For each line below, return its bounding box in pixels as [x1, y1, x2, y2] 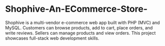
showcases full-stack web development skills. [5, 35, 99, 41]
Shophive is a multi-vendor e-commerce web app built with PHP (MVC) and [5, 20, 160, 25]
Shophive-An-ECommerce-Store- [5, 3, 148, 15]
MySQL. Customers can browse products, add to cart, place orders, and [5, 24, 153, 30]
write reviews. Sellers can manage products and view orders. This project [5, 30, 156, 36]
